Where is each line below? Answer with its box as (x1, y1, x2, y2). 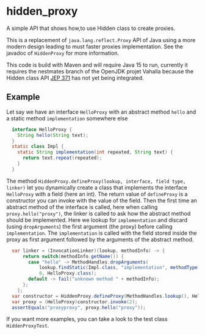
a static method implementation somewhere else (6, 114, 128, 122)
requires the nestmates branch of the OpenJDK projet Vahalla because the (6, 67, 194, 75)
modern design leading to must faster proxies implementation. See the (6, 43, 184, 50)
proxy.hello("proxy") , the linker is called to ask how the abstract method (6, 210, 191, 217)
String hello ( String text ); (17, 132, 88, 138)
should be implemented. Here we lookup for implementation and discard (6, 216, 188, 224)
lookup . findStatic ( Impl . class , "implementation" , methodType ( (38, 265, 201, 271)
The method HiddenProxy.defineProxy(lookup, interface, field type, (6, 177, 186, 185)
